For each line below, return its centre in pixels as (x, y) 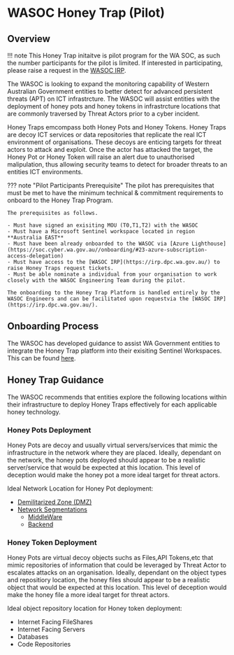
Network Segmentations (52, 509)
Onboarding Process (53, 326)
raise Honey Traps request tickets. (60, 268)
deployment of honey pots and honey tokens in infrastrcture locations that (114, 106)
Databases (33, 637)
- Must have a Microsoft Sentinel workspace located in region (101, 232)
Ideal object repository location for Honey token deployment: (95, 608)
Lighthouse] (209, 244)
